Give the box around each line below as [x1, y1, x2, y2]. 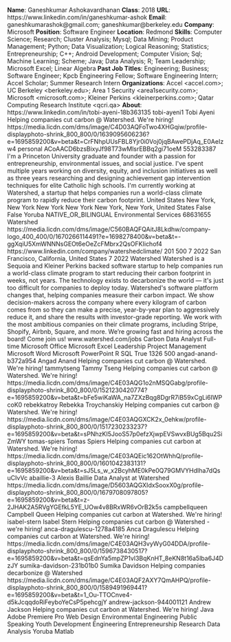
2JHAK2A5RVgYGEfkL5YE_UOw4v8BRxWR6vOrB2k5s [7, 503, 163, 511]
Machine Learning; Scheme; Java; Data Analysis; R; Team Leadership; [7, 57, 206, 65]
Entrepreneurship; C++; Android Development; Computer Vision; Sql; [7, 50, 203, 58]
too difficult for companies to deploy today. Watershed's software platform [7, 283, 219, 292]
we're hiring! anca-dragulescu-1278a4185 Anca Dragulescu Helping [7, 525, 199, 533]
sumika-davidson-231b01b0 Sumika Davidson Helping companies [19, 561, 206, 570]
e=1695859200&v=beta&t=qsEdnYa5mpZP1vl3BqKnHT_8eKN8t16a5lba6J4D [7, 554, 224, 562]
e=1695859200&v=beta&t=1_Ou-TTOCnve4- [7, 591, 133, 599]
